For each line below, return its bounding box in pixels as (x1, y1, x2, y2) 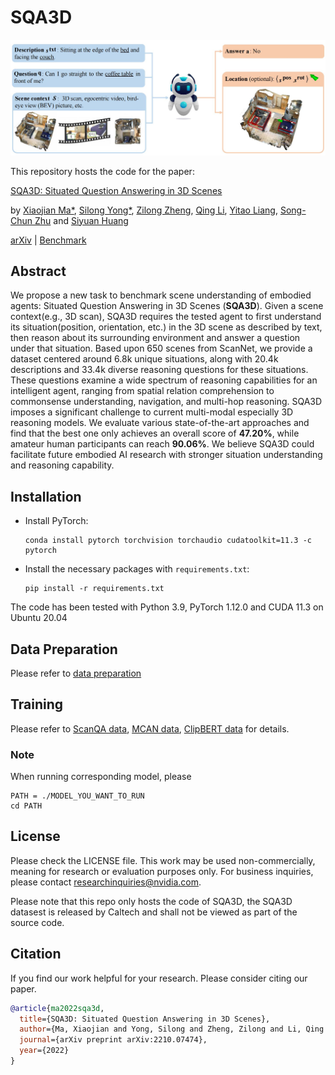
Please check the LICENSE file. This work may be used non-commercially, (10, 854, 316, 866)
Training (10, 696, 64, 713)
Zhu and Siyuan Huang (34, 214, 129, 226)
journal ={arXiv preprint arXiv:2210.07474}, (19, 1035, 208, 1045)
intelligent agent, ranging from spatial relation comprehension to (10, 385, 275, 397)
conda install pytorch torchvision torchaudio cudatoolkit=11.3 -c (24, 536, 312, 546)
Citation (10, 946, 62, 963)
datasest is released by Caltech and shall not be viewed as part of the (10, 906, 298, 918)
